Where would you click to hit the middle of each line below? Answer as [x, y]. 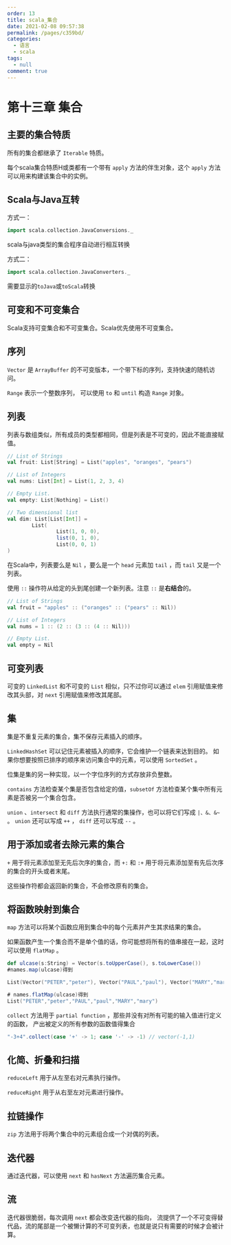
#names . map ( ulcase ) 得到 [40, 970]
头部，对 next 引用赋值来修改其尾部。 [72, 694]
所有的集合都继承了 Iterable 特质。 [57, 153]
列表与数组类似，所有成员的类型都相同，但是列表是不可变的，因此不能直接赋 [115, 434]
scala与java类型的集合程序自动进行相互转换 [69, 244]
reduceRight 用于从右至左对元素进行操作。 [67, 1092]
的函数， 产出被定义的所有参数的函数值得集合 [71, 1023]
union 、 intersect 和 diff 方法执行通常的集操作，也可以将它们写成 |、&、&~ [113, 812]
